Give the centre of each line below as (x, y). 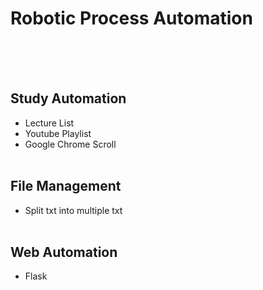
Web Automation (64, 252)
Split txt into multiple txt (73, 210)
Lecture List (49, 123)
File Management (66, 186)
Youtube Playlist (58, 133)
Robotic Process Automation (131, 18)
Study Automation (68, 98)
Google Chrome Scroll (70, 144)
